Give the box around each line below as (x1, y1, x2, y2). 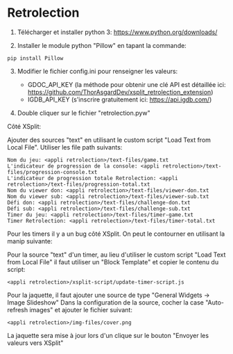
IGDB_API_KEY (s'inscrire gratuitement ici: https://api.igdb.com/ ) (27, 95, 212, 104)
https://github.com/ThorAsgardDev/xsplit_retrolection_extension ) (27, 88, 214, 96)
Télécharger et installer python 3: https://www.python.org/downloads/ (17, 28, 218, 36)
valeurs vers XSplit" (7, 339, 64, 347)
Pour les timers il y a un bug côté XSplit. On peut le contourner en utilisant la (7, 230, 225, 238)
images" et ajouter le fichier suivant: (29, 305, 133, 314)
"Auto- (205, 298, 224, 307)
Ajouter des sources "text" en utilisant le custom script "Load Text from (7, 136, 212, 144)
